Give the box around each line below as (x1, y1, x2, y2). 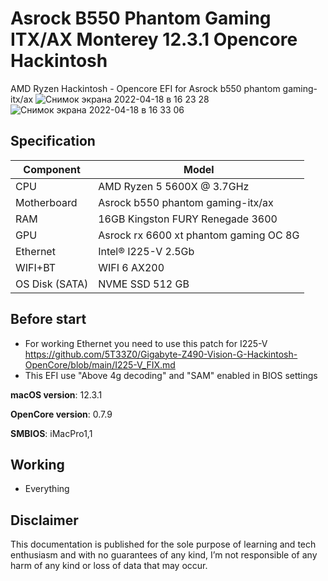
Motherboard (15, 195, 78, 209)
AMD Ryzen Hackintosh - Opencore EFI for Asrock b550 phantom (10, 82, 281, 94)
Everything (24, 483, 70, 495)
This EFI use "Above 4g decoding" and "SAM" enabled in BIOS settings (24, 369, 318, 381)
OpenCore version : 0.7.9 (10, 408, 113, 420)
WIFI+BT (15, 260, 57, 274)
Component (23, 162, 81, 176)
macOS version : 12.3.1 (10, 388, 103, 401)
